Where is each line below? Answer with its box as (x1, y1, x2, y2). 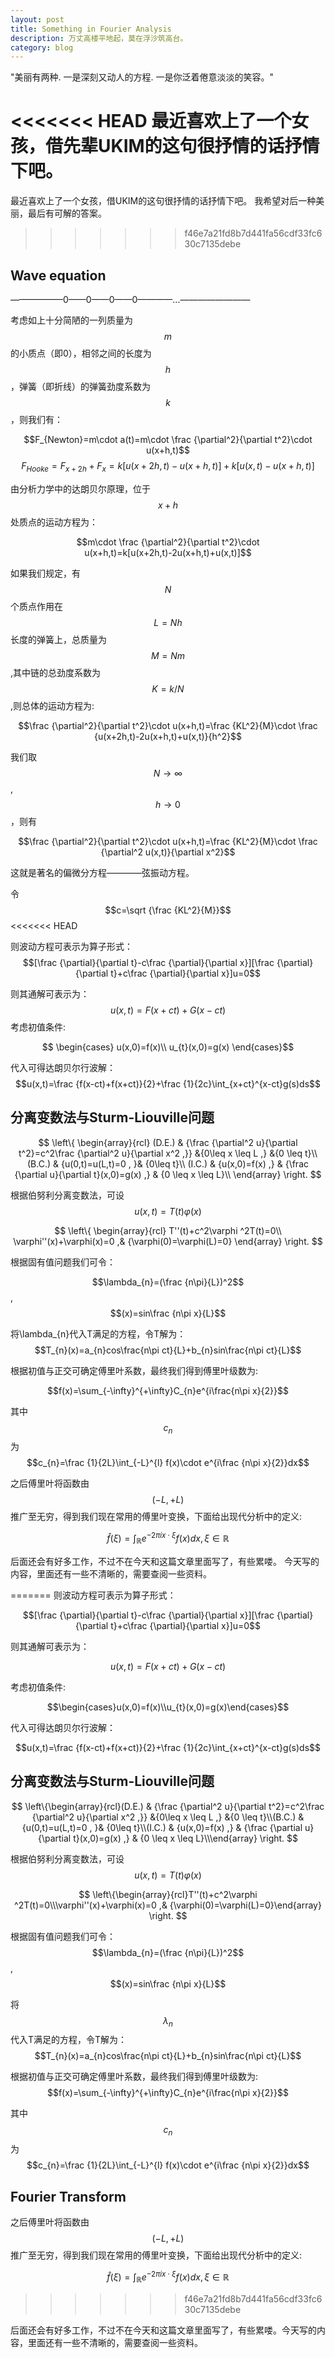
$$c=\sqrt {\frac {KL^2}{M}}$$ (104, 904, 232, 916)
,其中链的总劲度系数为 (10, 666, 102, 678)
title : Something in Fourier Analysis (10, 24, 172, 34)
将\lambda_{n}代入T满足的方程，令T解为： (10, 1327, 187, 1340)
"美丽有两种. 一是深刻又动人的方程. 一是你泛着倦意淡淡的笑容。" (10, 71, 274, 83)
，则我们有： (10, 414, 63, 425)
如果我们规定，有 (10, 567, 81, 579)
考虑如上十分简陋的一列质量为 (10, 314, 133, 326)
